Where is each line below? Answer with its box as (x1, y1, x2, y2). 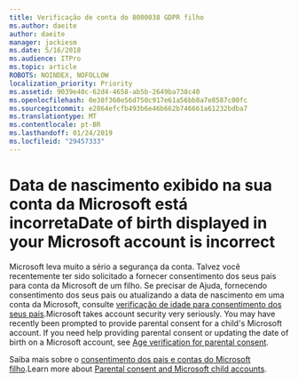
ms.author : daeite (9, 21, 77, 30)
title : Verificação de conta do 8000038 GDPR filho (9, 12, 204, 22)
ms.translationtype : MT (9, 112, 98, 121)
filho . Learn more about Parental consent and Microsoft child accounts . (9, 363, 268, 374)
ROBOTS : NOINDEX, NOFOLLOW (9, 71, 109, 80)
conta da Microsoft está (9, 194, 188, 214)
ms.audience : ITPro (9, 54, 82, 63)
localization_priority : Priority (9, 79, 133, 88)
